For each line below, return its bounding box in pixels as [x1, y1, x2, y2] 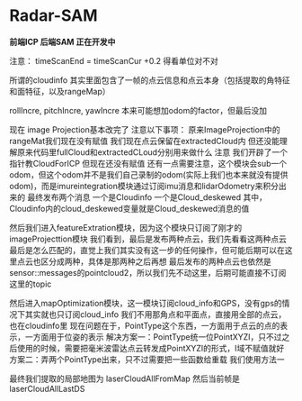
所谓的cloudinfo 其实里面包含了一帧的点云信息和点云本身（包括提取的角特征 [9, 74, 290, 86]
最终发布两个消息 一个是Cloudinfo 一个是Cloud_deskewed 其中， [26, 191, 268, 203]
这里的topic [9, 278, 52, 289]
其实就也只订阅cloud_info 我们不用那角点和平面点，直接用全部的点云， [24, 308, 287, 320]
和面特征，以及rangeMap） [9, 86, 111, 96]
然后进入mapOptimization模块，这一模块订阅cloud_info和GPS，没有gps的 [9, 297, 283, 308]
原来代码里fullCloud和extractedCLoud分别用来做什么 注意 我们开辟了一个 [16, 146, 289, 158]
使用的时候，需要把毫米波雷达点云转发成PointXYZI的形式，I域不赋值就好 [16, 342, 285, 353]
